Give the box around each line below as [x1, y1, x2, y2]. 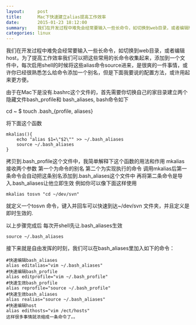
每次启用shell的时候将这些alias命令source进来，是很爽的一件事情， [21, 62, 183, 69]
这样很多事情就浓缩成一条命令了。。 [6, 314, 78, 320]
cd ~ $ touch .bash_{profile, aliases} [6, 108, 93, 115]
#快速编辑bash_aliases [6, 258, 58, 264]
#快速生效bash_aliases [6, 292, 58, 298]
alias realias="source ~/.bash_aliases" [6, 296, 106, 303]
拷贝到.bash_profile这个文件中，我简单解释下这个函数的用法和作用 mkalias [6, 158, 185, 165]
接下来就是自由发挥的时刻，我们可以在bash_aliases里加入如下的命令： [6, 245, 175, 252]
